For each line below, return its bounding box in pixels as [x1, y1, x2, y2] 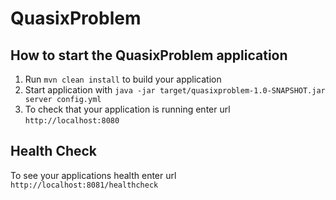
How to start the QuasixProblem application [10, 47, 288, 64]
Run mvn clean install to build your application [24, 73, 222, 85]
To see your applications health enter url [10, 169, 177, 181]
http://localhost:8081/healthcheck [10, 180, 159, 190]
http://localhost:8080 [24, 116, 120, 126]
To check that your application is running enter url [24, 103, 231, 115]
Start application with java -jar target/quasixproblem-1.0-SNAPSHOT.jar [24, 84, 326, 96]
